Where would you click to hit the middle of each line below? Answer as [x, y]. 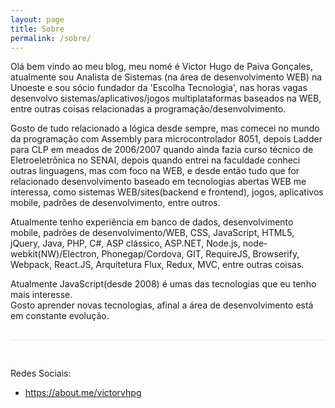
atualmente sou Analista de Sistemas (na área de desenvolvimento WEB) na [166, 77]
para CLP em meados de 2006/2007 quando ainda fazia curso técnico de [162, 150]
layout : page [37, 19]
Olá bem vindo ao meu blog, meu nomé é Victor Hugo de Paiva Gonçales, [162, 67]
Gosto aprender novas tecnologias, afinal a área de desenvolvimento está [162, 305]
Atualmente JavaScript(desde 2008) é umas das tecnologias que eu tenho [163, 284]
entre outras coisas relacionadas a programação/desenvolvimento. [148, 109]
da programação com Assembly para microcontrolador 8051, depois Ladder [166, 139]
